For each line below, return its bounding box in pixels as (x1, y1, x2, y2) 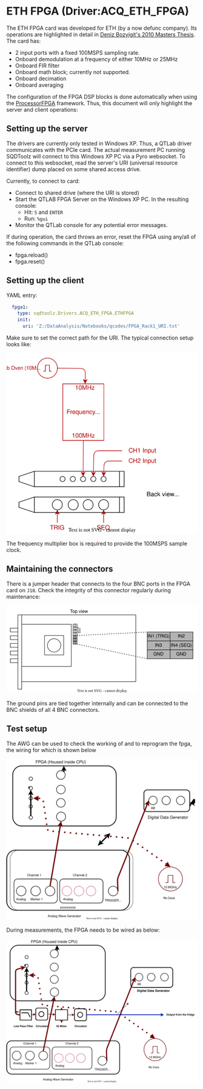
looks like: (6, 341, 32, 348)
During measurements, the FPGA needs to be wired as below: (6, 926, 161, 934)
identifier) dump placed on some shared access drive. (6, 165, 141, 172)
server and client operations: (6, 106, 78, 113)
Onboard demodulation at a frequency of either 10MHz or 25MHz (15, 55, 178, 63)
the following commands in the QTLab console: (6, 239, 124, 247)
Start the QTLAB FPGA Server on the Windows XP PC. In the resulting (15, 196, 189, 203)
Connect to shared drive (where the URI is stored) (15, 189, 139, 196)
